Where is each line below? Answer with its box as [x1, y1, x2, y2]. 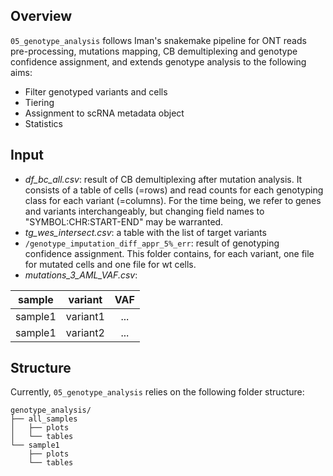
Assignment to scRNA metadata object [24, 107, 185, 119]
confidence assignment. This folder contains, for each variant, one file [24, 247, 315, 259]
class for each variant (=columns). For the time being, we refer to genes [24, 194, 322, 206]
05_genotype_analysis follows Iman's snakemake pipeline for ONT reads [10, 34, 307, 46]
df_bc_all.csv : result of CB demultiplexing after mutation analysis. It [24, 173, 303, 185]
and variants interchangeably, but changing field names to [24, 205, 265, 217]
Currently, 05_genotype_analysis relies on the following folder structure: [10, 386, 305, 398]
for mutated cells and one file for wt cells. [24, 258, 197, 270]
